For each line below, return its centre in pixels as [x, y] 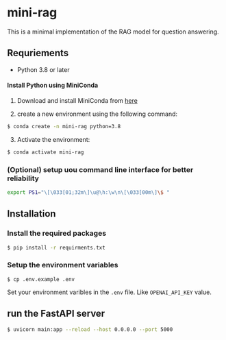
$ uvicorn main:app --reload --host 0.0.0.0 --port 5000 [90, 329]
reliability [23, 178]
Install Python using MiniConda [53, 85]
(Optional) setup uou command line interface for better [100, 169]
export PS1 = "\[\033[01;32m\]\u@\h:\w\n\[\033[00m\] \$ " [88, 193]
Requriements [38, 53]
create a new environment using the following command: [97, 114]
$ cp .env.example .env [41, 279]
